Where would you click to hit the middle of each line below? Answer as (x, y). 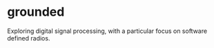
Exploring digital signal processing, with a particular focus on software (107, 31)
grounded (36, 12)
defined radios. (29, 38)
